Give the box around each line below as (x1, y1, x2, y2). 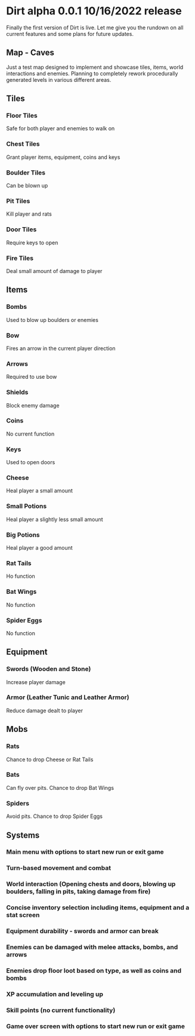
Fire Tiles (6, 254, 34, 262)
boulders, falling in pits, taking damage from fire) (6, 887, 151, 896)
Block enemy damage (6, 401, 60, 409)
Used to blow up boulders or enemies (6, 316, 98, 323)
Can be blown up (6, 182, 48, 189)
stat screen (6, 911, 40, 919)
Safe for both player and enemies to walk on (6, 125, 115, 132)
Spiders (6, 799, 30, 807)
